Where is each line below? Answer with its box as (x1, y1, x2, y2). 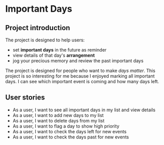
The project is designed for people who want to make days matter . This (5, 67, 155, 74)
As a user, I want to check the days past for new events (12, 134, 129, 140)
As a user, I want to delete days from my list (12, 117, 105, 124)
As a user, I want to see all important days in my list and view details (12, 107, 156, 113)
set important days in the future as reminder (12, 47, 107, 53)
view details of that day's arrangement (12, 52, 95, 58)
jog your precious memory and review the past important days (12, 58, 144, 64)
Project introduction (5, 23, 70, 32)
